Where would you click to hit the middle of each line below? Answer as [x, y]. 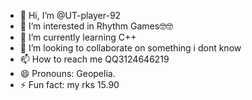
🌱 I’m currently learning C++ [78, 37]
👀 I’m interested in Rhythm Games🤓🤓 [96, 26]
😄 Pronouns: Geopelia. [67, 73]
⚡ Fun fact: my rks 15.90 [69, 84]
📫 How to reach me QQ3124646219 [94, 59]
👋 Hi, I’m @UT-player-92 [70, 15]
